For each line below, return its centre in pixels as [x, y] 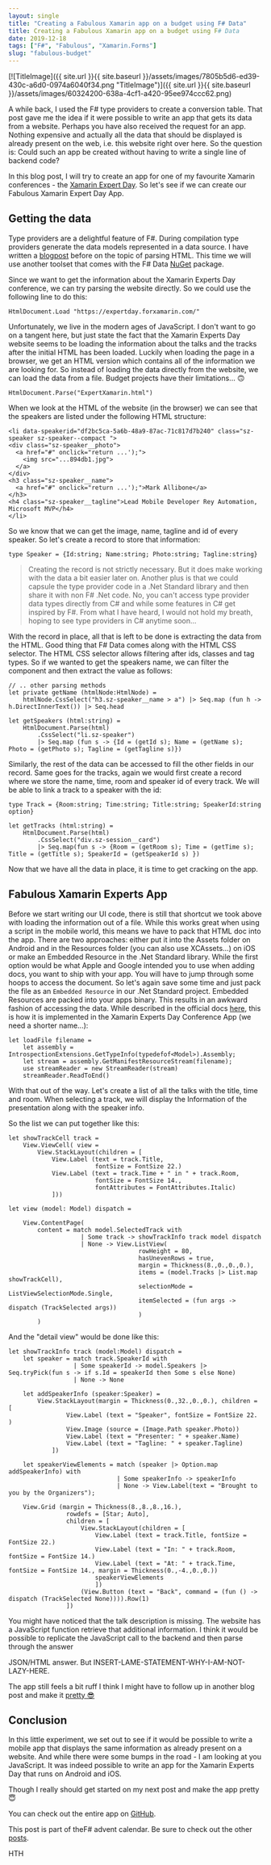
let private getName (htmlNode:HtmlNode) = [83, 692]
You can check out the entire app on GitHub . [82, 1814]
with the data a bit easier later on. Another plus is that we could [133, 577]
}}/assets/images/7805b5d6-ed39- [201, 76]
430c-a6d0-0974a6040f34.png [61, 85]
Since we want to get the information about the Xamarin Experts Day [122, 279]
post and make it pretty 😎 [52, 1695]
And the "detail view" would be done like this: [84, 1336]
